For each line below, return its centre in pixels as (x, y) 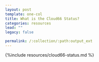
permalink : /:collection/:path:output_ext (49, 41)
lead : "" (14, 28)
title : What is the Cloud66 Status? (42, 19)
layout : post (18, 10)
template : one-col (24, 14)
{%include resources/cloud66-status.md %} (49, 55)
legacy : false (20, 32)
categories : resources (28, 23)
